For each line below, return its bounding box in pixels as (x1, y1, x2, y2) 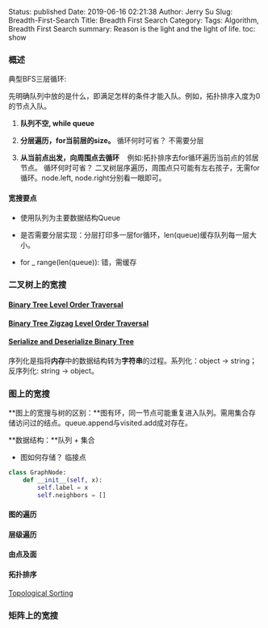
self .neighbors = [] (37, 491, 107, 499)
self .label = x (37, 483, 89, 491)
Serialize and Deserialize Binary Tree (8, 337, 135, 347)
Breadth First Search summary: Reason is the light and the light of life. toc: (8, 24, 256, 33)
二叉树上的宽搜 (8, 279, 67, 290)
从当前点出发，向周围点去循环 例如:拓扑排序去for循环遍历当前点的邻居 (19, 153, 260, 162)
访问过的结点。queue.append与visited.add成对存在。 (15, 418, 192, 428)
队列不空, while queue (19, 119, 95, 129)
